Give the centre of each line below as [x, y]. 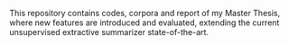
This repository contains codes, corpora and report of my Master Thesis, [145, 13]
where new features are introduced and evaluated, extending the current [144, 23]
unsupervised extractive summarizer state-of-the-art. [109, 32]
